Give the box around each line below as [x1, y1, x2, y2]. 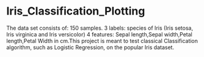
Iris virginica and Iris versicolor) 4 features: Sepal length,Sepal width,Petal [6, 30, 192, 38]
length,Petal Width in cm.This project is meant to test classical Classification [6, 37, 199, 44]
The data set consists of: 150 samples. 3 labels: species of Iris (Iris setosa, [6, 24, 194, 32]
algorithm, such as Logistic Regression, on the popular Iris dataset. [6, 44, 175, 51]
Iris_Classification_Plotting [6, 4, 145, 18]
